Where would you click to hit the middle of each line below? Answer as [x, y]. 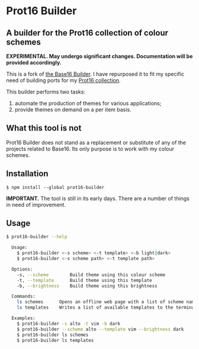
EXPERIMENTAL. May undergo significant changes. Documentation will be [99, 56]
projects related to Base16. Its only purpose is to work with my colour [90, 149]
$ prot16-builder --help [37, 237]
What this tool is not [44, 128]
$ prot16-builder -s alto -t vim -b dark [68, 324]
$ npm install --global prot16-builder [55, 187]
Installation [27, 174]
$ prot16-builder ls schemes [53, 335]
